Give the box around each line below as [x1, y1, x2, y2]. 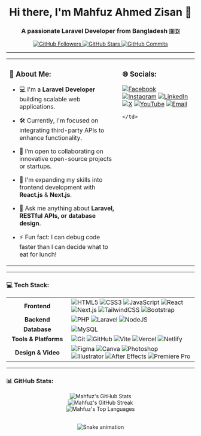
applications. [19, 103, 56, 111]
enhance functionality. [19, 134, 83, 142]
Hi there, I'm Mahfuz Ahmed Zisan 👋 [8, 5, 193, 19]
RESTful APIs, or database [19, 212, 96, 220]
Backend [25, 315, 50, 323]
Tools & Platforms [11, 335, 63, 343]
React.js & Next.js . [19, 191, 72, 199]
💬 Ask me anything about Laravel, [19, 204, 115, 212]
